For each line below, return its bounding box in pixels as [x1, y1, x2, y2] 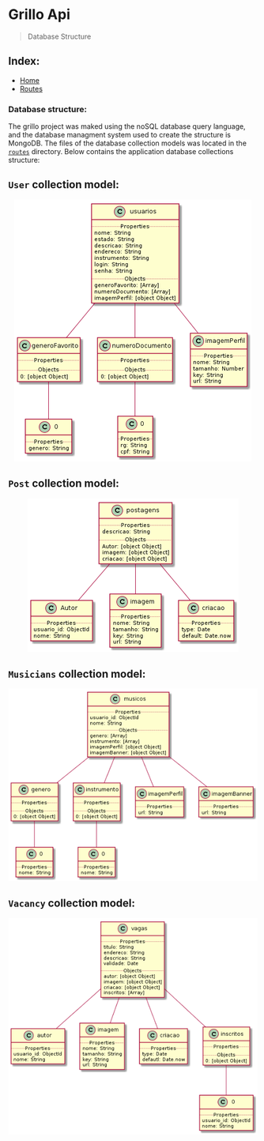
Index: [8, 55, 40, 68]
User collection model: [8, 178, 120, 191]
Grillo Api [8, 6, 71, 24]
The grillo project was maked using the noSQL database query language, [8, 122, 247, 131]
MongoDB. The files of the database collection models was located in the [8, 138, 247, 148]
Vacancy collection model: [8, 897, 136, 910]
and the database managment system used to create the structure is [8, 130, 232, 140]
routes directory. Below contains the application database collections [8, 147, 234, 156]
